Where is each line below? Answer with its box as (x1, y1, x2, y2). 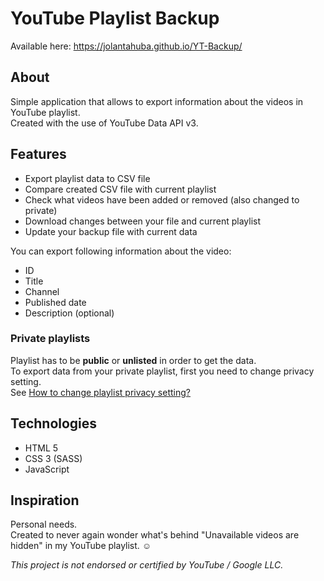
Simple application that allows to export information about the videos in (10, 95, 304, 107)
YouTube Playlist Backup (10, 7, 220, 30)
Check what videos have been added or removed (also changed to (24, 193, 300, 206)
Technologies (10, 415, 98, 432)
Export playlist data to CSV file (24, 172, 151, 184)
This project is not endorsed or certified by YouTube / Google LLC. (10, 559, 284, 571)
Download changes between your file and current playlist (24, 215, 262, 227)
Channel (24, 285, 60, 297)
